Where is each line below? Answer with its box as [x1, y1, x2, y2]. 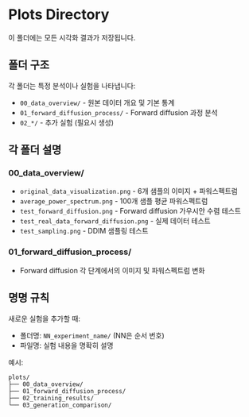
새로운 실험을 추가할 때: [8, 314, 81, 323]
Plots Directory [8, 6, 110, 24]
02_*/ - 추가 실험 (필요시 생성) [19, 118, 114, 127]
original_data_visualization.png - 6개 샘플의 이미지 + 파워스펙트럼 [19, 187, 239, 196]
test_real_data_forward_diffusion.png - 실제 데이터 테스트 [19, 216, 211, 226]
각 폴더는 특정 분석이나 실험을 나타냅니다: [8, 81, 136, 91]
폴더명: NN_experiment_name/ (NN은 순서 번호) [19, 330, 165, 340]
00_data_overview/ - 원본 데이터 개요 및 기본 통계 [19, 98, 175, 107]
